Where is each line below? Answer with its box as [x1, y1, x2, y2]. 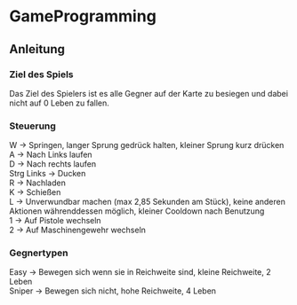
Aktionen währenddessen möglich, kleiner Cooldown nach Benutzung [9, 206, 265, 216]
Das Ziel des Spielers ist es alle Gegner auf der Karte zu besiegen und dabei [9, 88, 289, 98]
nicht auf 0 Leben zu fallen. [9, 98, 109, 108]
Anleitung [9, 42, 65, 57]
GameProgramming [9, 6, 157, 27]
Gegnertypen [9, 246, 68, 259]
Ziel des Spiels [9, 68, 74, 81]
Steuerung [9, 120, 56, 132]
